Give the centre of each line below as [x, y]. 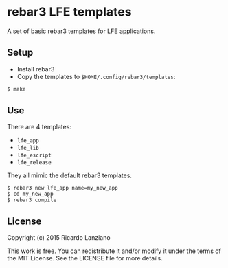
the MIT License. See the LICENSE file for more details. [85, 258]
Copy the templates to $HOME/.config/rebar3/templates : [96, 76]
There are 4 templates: [39, 127]
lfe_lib [28, 148]
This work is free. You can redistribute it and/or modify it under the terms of [114, 251]
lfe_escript [34, 155]
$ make [16, 89]
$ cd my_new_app [30, 194]
